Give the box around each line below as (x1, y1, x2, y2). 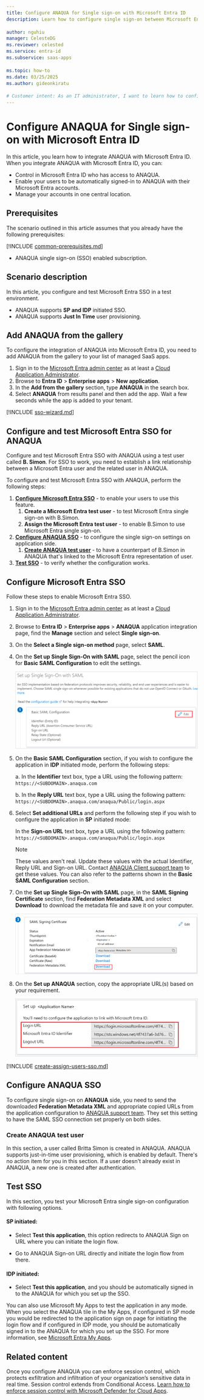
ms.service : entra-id (6, 49, 61, 55)
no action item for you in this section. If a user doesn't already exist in (6, 1158, 180, 1165)
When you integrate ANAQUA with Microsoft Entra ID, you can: (6, 159, 163, 166)
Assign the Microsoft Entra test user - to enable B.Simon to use (24, 521, 185, 528)
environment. (6, 295, 39, 302)
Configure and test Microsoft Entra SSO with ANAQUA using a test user (6, 452, 185, 459)
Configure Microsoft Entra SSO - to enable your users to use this (15, 495, 179, 502)
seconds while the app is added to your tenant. (15, 397, 133, 404)
